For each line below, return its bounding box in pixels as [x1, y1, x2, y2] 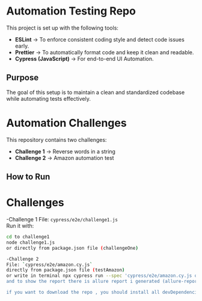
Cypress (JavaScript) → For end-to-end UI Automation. [14, 55, 155, 62]
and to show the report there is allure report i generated [6, 279, 161, 285]
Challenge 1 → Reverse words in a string [14, 148, 116, 155]
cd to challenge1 [6, 234, 50, 240]
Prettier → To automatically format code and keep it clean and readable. [14, 48, 194, 55]
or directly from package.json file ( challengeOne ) [6, 245, 138, 251]
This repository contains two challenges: [6, 136, 107, 143]
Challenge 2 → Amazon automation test [14, 154, 114, 161]
